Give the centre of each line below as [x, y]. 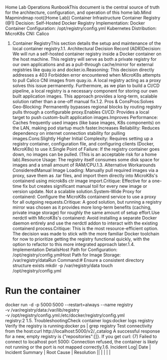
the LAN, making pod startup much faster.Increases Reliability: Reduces [86, 128]
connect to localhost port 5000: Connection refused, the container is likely [82, 342]
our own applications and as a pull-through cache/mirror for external [83, 64]
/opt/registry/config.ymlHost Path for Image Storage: [67, 255]
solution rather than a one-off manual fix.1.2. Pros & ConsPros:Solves [83, 101]
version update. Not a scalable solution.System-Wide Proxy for [77, 191]
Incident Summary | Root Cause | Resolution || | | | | [58, 352]
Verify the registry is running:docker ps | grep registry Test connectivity [79, 326]
